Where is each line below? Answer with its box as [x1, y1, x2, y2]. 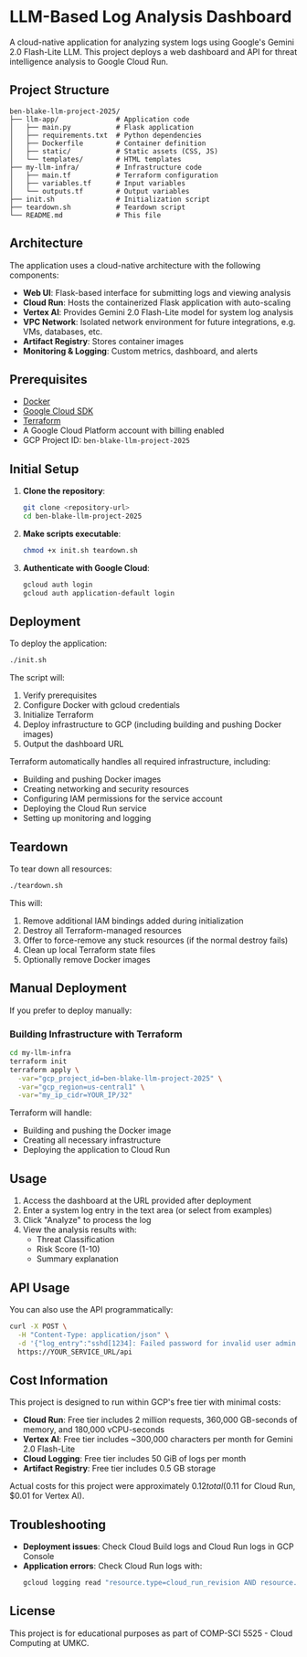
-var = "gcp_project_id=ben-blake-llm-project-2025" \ [17, 1073, 223, 1083]
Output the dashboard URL [22, 738, 124, 750]
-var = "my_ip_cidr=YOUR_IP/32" [17, 1091, 132, 1100]
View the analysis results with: [22, 1224, 137, 1235]
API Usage [9, 1280, 70, 1295]
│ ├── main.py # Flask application [9, 122, 195, 132]
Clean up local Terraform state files [22, 944, 156, 955]
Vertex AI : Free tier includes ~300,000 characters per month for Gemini [22, 1434, 294, 1445]
